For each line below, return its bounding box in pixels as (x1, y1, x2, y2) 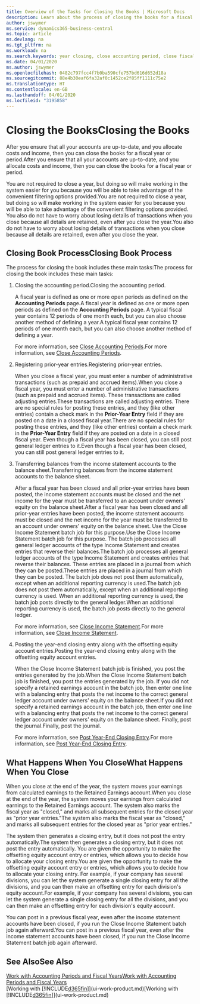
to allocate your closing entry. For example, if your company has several (6, 870, 183, 878)
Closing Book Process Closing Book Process (6, 248, 173, 258)
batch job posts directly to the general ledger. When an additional (14, 598, 174, 606)
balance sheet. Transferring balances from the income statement (14, 466, 173, 474)
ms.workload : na (6, 48, 46, 54)
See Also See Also (6, 956, 73, 966)
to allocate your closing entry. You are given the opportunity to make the (6, 858, 182, 865)
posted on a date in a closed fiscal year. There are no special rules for (14, 417, 185, 424)
